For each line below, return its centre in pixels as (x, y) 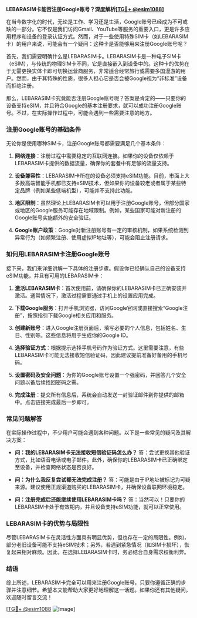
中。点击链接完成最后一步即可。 (53, 402)
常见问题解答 (24, 419)
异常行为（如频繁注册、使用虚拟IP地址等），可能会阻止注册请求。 (93, 238)
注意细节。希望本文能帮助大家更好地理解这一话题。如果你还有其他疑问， (103, 590)
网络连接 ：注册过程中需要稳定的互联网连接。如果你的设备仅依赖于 (94, 156)
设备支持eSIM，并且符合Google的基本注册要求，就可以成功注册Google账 (94, 106)
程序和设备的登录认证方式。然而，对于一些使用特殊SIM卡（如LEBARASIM (100, 36)
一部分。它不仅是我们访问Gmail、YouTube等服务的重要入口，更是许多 (100, 29)
